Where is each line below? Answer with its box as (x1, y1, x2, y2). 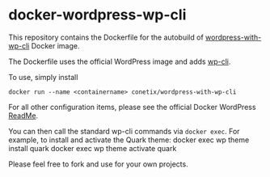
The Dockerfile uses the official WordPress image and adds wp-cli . (8, 57, 231, 66)
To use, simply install (8, 72, 78, 82)
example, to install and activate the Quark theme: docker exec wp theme (8, 135, 250, 145)
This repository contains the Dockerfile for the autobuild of (8, 32, 204, 42)
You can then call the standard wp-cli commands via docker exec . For (8, 126, 240, 136)
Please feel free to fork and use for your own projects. (8, 159, 188, 169)
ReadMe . (8, 111, 39, 120)
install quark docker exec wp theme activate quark (8, 143, 177, 153)
